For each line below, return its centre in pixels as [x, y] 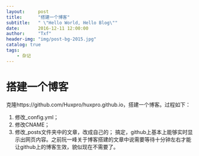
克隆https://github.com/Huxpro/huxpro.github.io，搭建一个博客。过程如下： [99, 104]
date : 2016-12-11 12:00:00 [47, 28]
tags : [13, 50]
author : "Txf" [29, 34]
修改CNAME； [32, 125]
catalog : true [24, 45]
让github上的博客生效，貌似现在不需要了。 [67, 147]
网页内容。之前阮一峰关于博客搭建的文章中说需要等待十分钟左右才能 [108, 139]
